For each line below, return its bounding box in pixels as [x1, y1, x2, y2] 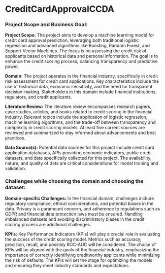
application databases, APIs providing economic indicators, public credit [5, 150, 152, 156]
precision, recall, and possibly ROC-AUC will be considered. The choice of [5, 241, 156, 247]
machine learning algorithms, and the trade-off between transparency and [5, 119, 156, 125]
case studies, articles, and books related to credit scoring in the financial [5, 109, 153, 115]
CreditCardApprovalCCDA [5, 3, 115, 15]
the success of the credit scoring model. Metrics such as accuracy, [5, 236, 142, 242]
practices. [5, 135, 26, 141]
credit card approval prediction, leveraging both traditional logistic [5, 37, 139, 43]
